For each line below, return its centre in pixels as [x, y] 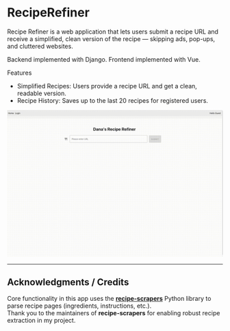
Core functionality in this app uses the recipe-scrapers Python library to [109, 299]
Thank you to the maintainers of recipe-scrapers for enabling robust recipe [114, 313]
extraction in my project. [41, 321]
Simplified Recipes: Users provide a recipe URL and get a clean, [107, 86]
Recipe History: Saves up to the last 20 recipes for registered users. [113, 100]
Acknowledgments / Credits [68, 282]
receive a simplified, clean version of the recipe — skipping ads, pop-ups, [111, 38]
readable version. [41, 93]
